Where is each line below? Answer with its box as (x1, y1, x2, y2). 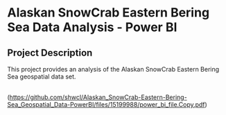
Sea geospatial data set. (7, 72, 76, 81)
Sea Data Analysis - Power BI (7, 19, 177, 35)
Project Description (7, 47, 93, 59)
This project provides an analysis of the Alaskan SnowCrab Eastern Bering (7, 65, 220, 73)
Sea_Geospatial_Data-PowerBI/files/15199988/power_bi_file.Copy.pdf (7, 101, 206, 108)
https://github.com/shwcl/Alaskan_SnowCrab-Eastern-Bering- (9, 93, 187, 101)
